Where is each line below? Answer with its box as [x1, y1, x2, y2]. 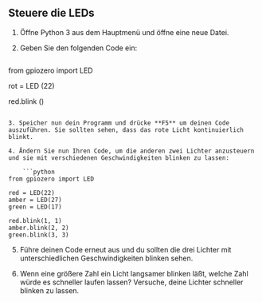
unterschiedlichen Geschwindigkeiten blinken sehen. [19, 253, 194, 263]
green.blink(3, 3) [8, 231, 69, 239]
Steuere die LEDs [8, 6, 95, 20]
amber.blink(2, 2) [8, 224, 69, 232]
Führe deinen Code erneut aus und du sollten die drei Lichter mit [19, 244, 232, 254]
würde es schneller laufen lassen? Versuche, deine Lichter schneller [19, 277, 244, 287]
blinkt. [8, 133, 34, 141]
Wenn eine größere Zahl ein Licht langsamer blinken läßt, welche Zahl [19, 268, 248, 278]
